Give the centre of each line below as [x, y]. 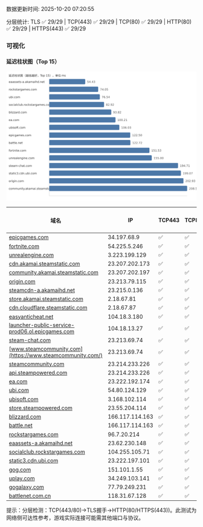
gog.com [20, 469]
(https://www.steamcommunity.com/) [56, 355]
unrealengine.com [31, 255]
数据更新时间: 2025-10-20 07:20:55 [50, 9]
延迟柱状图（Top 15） [33, 61]
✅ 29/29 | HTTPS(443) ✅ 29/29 [46, 28]
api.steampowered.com [38, 373]
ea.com [18, 382]
